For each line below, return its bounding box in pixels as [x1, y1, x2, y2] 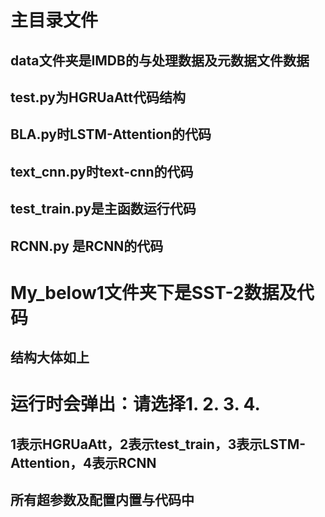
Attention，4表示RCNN [10, 454, 157, 471]
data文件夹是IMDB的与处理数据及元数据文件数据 [10, 52, 310, 69]
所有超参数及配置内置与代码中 [10, 492, 195, 509]
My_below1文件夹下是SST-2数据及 [10, 281, 297, 304]
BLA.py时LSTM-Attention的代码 [10, 126, 212, 143]
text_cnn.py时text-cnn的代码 [10, 163, 194, 180]
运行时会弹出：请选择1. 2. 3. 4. [10, 393, 261, 416]
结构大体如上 [10, 349, 90, 366]
